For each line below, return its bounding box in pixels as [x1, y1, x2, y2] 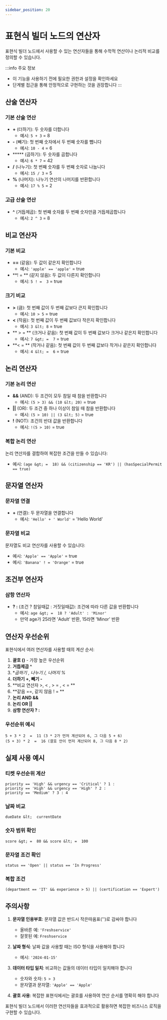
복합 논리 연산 [5, 438, 36, 445]
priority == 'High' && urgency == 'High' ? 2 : [5, 786, 106, 791]
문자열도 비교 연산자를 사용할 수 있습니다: [5, 542, 85, 548]
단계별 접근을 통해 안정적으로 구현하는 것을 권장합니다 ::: [12, 82, 122, 88]
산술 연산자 [5, 98, 37, 106]
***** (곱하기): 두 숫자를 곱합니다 [12, 151, 77, 158]
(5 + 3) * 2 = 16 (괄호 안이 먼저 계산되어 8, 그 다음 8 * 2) [5, 739, 128, 744]
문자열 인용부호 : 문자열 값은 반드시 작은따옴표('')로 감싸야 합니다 [12, 916, 137, 922]
